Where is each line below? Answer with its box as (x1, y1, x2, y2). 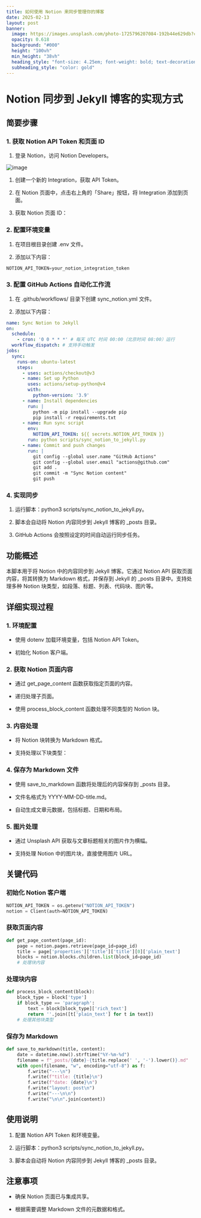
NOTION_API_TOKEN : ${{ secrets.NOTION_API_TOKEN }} (32, 431, 165, 437)
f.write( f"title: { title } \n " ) (28, 1074, 103, 1080)
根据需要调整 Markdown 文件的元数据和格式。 (14, 1205, 129, 1213)
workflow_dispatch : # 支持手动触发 (11, 342, 95, 348)
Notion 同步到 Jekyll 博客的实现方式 (6, 92, 184, 105)
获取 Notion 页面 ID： (14, 209, 68, 216)
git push (32, 476, 55, 482)
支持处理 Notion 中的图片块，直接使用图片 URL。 (14, 850, 136, 857)
